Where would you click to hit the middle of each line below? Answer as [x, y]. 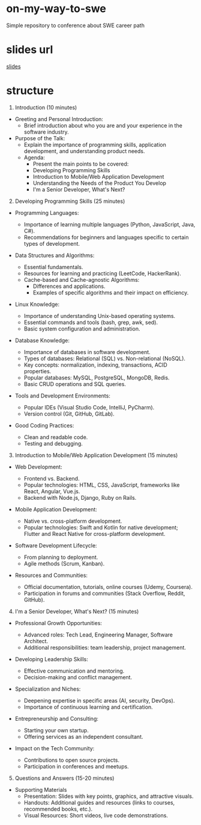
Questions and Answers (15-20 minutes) [64, 778]
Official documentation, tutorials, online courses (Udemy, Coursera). [108, 587]
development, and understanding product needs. [84, 151]
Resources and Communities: [51, 575]
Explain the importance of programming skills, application [95, 145]
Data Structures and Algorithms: [55, 255]
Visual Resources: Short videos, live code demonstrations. [96, 815]
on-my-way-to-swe [56, 9]
